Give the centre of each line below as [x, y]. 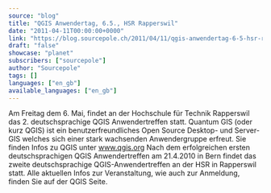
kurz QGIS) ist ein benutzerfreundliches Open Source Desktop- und [121, 130]
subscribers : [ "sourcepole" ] [57, 61]
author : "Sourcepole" [45, 68]
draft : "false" [34, 46]
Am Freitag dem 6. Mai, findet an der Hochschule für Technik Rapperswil [129, 113]
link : [17, 38]
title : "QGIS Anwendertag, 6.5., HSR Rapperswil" [94, 23]
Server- [247, 130]
